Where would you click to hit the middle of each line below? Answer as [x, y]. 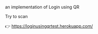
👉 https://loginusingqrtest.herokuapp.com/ [49, 26]
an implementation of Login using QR [42, 7]
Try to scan [16, 16]
